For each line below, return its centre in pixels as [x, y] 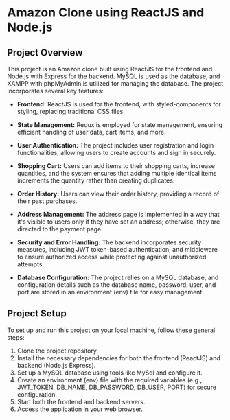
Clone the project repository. [57, 351]
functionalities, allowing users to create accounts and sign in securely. [116, 153]
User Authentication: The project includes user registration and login [115, 145]
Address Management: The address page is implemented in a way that [118, 214]
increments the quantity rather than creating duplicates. [96, 180]
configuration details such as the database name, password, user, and [116, 285]
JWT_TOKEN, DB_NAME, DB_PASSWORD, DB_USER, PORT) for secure [117, 387]
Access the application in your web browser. [80, 409]
